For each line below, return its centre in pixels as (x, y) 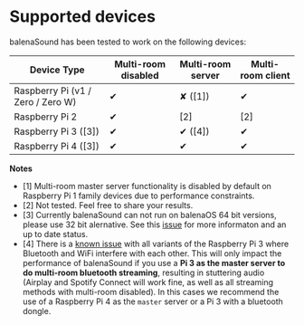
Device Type (57, 70)
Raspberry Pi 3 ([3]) (57, 131)
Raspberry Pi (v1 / (53, 91)
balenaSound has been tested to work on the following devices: (128, 42)
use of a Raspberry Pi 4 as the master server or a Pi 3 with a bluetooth (152, 301)
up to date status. (55, 234)
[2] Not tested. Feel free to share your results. (108, 205)
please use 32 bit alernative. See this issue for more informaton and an (154, 225)
